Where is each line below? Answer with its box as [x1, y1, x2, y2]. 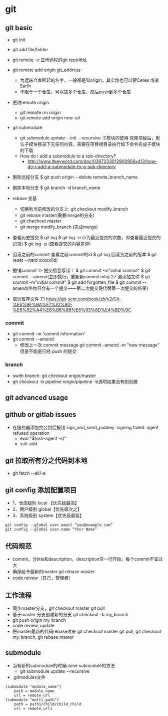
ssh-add [19, 440, 37, 447]
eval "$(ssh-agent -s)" [19, 435, 66, 441]
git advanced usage [5, 393, 68, 402]
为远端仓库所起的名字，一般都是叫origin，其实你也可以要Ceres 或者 [19, 77, 159, 83]
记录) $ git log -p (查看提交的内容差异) [12, 241, 91, 247]
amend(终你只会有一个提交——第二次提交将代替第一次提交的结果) [12, 285, 148, 291]
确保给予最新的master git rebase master [12, 569, 95, 575]
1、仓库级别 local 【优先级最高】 [12, 500, 79, 506]
